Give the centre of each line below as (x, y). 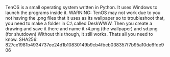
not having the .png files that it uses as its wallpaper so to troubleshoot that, (85, 18)
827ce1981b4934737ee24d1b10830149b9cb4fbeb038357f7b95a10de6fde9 (85, 45)
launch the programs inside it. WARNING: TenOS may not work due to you (83, 13)
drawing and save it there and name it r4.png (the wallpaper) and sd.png (81, 29)
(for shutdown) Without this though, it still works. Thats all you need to (79, 34)
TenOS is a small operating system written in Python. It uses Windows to (81, 7)
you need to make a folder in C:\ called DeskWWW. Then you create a (79, 23)
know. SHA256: (22, 39)
